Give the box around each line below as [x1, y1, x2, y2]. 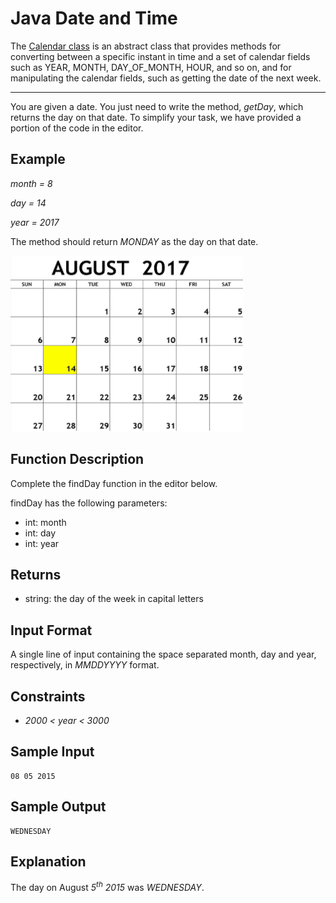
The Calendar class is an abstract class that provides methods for [10, 40, 282, 52]
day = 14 [10, 197, 47, 209]
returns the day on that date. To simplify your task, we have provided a [10, 111, 302, 123]
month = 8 [10, 177, 53, 189]
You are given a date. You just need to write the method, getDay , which [10, 100, 304, 112]
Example [10, 151, 66, 168]
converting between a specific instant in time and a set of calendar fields [10, 50, 311, 62]
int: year [24, 537, 60, 549]
